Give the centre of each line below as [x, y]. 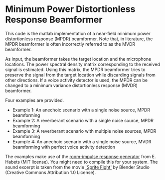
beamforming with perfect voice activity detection [64, 147]
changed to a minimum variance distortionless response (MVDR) [72, 85]
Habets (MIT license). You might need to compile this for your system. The [82, 162]
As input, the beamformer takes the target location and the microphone [78, 59]
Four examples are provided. [34, 100]
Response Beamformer [54, 20]
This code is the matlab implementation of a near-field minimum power [78, 33]
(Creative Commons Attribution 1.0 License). [51, 172]
